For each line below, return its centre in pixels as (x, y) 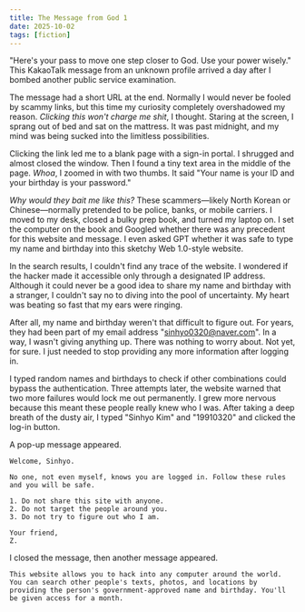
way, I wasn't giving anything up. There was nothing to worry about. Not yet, (152, 342)
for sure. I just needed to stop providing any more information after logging (149, 352)
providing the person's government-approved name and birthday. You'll (148, 591)
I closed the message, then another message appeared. (113, 558)
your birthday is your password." (70, 183)
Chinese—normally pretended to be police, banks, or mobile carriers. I (141, 210)
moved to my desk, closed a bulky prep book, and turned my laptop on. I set (152, 220)
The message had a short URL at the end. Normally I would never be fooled (150, 97)
